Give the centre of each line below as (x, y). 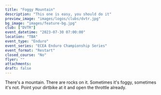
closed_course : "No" (26, 55)
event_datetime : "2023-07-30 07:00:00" (45, 32)
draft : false (18, 69)
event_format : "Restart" (30, 50)
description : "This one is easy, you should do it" (58, 14)
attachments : (18, 64)
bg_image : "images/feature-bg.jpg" (41, 23)
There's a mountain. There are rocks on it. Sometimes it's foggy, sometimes (81, 82)
